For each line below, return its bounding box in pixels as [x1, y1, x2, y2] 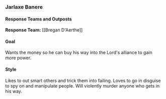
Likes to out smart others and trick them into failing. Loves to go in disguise [5, 77, 161, 83]
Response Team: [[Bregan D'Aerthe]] [5, 27, 83, 33]
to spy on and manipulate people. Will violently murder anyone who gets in [5, 82, 160, 88]
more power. [5, 55, 32, 61]
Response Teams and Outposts [5, 16, 72, 22]
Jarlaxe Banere [5, 3, 43, 10]
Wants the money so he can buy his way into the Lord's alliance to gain [5, 49, 152, 55]
